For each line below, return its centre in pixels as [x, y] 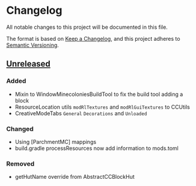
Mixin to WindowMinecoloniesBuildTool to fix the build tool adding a [99, 94]
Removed [20, 164]
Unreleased [29, 64]
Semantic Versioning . [32, 45]
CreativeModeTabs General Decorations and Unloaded [81, 113]
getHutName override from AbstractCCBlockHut [75, 177]
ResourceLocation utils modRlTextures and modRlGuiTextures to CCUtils [103, 107]
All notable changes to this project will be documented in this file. [87, 27]
